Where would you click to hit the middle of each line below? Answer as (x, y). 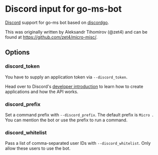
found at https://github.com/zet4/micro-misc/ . (51, 37)
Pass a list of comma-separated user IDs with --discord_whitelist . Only (78, 143)
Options (18, 52)
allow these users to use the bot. (38, 148)
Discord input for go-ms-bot (63, 9)
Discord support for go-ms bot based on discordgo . (57, 22)
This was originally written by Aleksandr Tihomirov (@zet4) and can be (76, 32)
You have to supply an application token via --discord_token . (66, 77)
